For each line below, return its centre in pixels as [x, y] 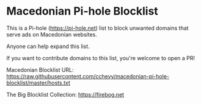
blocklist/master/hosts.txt [38, 83]
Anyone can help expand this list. [48, 46]
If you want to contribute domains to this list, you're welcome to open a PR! [101, 58]
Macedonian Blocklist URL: [40, 70]
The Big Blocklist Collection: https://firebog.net [65, 94]
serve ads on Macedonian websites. [52, 34]
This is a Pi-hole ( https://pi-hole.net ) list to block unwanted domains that [97, 28]
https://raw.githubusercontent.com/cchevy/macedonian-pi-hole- [88, 76]
